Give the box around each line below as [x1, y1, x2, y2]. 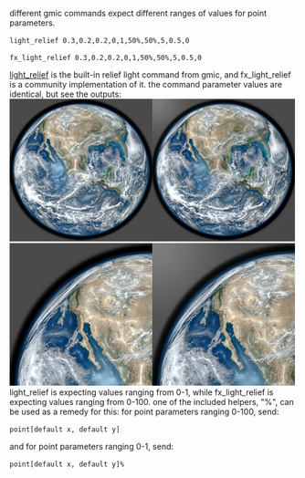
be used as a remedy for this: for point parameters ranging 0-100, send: [9, 406, 279, 417]
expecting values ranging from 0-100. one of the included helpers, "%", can [9, 397, 294, 407]
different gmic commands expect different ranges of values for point [9, 8, 268, 18]
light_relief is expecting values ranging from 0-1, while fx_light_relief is [9, 387, 274, 398]
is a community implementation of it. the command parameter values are [9, 79, 283, 89]
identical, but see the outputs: [9, 88, 121, 99]
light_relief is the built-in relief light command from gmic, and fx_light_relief [9, 69, 291, 80]
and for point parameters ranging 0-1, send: [9, 442, 174, 452]
